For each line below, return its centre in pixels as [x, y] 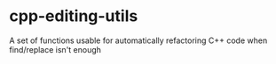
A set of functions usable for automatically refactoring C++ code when [138, 40]
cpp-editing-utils [74, 16]
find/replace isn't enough [55, 49]
